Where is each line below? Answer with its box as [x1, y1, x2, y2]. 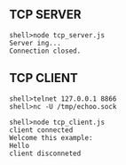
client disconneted [9, 149, 82, 158]
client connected [9, 125, 74, 135]
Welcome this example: [9, 133, 93, 142]
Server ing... [9, 38, 62, 47]
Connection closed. [9, 46, 82, 55]
